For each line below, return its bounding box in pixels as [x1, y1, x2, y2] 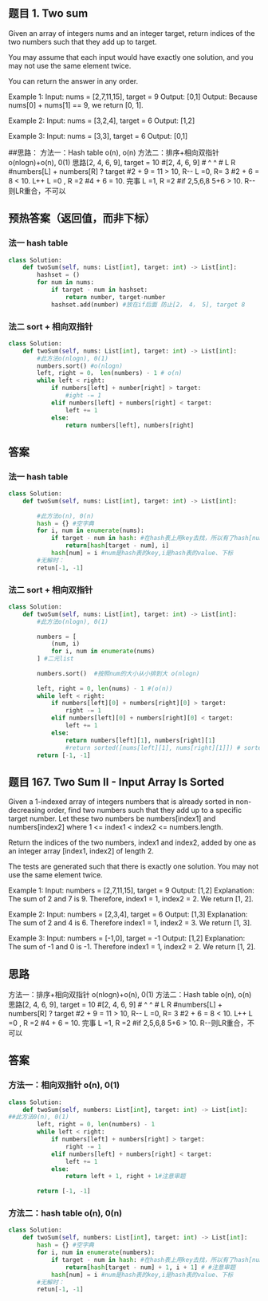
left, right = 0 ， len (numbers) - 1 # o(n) [37, 369, 183, 377]
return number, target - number [65, 293, 166, 301]
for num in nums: [37, 278, 94, 286]
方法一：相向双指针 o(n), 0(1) [8, 1079, 120, 1090]
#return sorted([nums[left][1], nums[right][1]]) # [65, 743, 241, 751]
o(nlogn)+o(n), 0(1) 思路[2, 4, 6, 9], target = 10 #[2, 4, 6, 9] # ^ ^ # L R [8, 157, 236, 167]
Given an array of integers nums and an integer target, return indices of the [8, 28, 255, 37]
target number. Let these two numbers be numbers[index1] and [8, 814, 216, 823]
